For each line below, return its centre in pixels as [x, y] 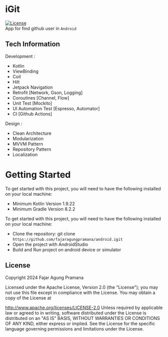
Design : [14, 123]
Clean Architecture [32, 133]
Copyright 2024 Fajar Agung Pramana [44, 277]
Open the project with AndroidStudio [50, 244]
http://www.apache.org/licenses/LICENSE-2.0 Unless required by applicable [84, 307]
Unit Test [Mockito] [32, 103]
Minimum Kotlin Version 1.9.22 [44, 203]
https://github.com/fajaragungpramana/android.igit [67, 239]
